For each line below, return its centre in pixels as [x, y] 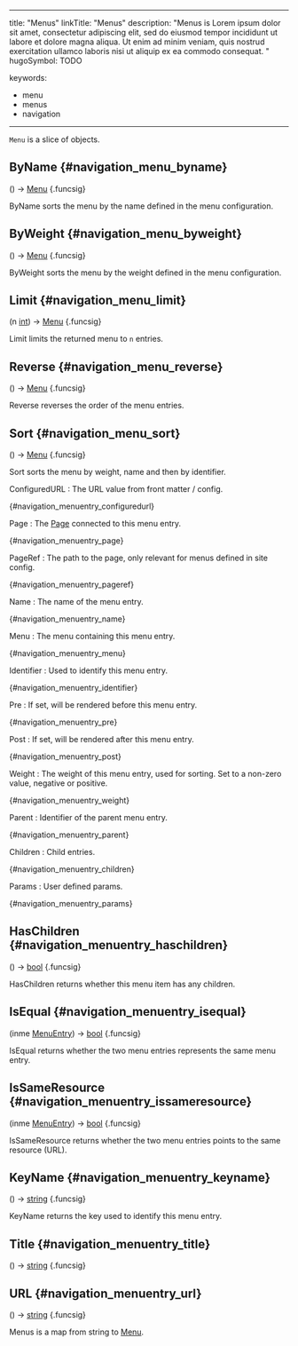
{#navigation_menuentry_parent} [69, 835]
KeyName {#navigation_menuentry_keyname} [140, 1177]
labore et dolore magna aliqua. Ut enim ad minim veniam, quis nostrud [137, 42]
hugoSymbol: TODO [46, 60]
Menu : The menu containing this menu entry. [92, 637]
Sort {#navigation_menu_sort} [95, 433]
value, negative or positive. [59, 783]
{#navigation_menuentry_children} [72, 869]
